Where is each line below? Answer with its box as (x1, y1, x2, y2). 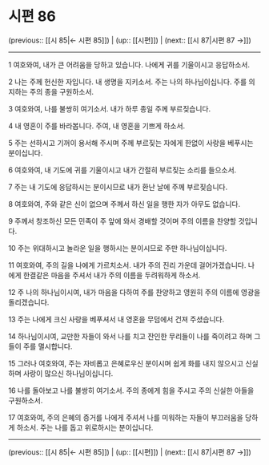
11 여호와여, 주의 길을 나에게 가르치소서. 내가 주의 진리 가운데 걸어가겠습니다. (8, 260, 247, 269)
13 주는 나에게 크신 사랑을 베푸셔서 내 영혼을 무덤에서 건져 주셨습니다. (8, 314, 225, 324)
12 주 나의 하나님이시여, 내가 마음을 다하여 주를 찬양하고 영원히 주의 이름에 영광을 (8, 287, 261, 297)
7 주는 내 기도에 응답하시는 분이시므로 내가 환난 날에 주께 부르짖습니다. (8, 182, 228, 192)
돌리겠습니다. (8, 297, 50, 307)
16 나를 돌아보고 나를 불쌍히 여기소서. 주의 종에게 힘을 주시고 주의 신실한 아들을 (8, 386, 255, 395)
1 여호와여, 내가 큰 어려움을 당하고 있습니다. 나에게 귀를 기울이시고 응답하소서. (8, 59, 251, 69)
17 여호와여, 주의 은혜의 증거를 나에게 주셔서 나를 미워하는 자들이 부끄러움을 (8, 412, 244, 422)
